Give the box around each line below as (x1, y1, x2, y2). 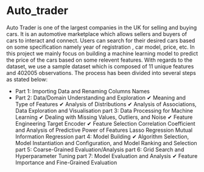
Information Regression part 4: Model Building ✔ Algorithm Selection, (15, 132, 189, 140)
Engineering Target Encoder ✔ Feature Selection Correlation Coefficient (15, 120, 196, 127)
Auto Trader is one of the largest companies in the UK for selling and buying (6, 24, 197, 31)
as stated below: (6, 76, 47, 83)
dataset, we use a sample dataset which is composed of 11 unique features (6, 62, 194, 70)
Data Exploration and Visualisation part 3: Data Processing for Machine (15, 107, 194, 114)
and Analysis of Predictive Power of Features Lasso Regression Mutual (15, 126, 193, 134)
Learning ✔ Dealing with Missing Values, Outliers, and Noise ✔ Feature (15, 113, 193, 121)
